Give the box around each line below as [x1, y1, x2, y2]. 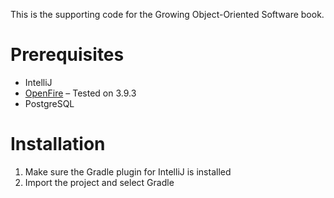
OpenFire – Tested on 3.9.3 [24, 87, 137, 99]
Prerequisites [10, 44, 125, 66]
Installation [10, 133, 106, 156]
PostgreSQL [24, 97, 75, 109]
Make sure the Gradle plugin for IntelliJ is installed [24, 165, 232, 178]
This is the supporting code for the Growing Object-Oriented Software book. [10, 9, 325, 20]
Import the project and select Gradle [24, 176, 175, 188]
